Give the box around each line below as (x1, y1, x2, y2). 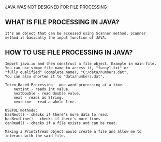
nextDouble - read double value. (14, 91, 81, 96)
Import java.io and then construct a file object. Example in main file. (5, 61, 157, 66)
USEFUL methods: (5, 108, 38, 113)
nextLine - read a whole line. (14, 99, 77, 104)
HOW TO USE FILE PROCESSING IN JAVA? (5, 48, 133, 57)
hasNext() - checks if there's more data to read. (5, 112, 109, 117)
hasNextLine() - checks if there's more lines (5, 116, 101, 121)
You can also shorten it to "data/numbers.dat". (5, 74, 105, 79)
